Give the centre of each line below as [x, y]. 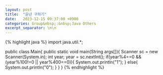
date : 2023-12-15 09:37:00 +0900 [42, 19]
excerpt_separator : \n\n [31, 28]
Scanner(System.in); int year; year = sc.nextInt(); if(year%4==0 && [73, 57]
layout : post [19, 10]
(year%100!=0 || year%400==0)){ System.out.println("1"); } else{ [71, 62]
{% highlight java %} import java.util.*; [44, 42]
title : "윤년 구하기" [26, 14]
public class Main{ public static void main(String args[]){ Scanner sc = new [82, 52]
